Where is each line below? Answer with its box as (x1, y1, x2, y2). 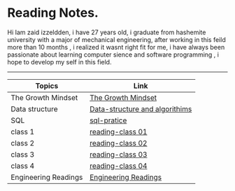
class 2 (10, 138, 35, 148)
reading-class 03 (90, 149, 148, 159)
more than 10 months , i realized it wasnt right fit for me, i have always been (7, 43, 225, 51)
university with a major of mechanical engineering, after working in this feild (7, 35, 226, 43)
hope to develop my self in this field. (7, 57, 112, 66)
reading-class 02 (90, 138, 148, 148)
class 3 (10, 149, 35, 159)
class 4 (10, 161, 35, 171)
